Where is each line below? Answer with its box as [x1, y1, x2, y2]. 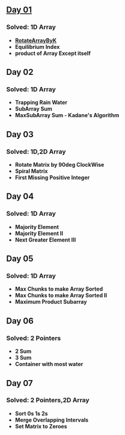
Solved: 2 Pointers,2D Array [6, 396, 90, 404]
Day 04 [6, 192, 34, 202]
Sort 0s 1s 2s [14, 410, 48, 417]
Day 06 [6, 315, 34, 326]
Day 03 [6, 129, 34, 140]
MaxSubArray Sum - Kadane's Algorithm [14, 112, 120, 119]
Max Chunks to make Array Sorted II [14, 292, 107, 299]
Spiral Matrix [14, 167, 48, 175]
